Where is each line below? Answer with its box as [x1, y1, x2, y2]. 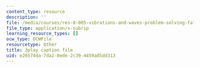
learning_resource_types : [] [6, 31, 79, 37]
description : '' [6, 14, 46, 20]
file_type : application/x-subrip [6, 25, 89, 31]
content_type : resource [6, 8, 65, 15]
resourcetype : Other [6, 42, 58, 48]
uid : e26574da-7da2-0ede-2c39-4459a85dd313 [6, 53, 116, 59]
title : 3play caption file [6, 47, 73, 53]
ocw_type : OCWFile [6, 36, 52, 42]
